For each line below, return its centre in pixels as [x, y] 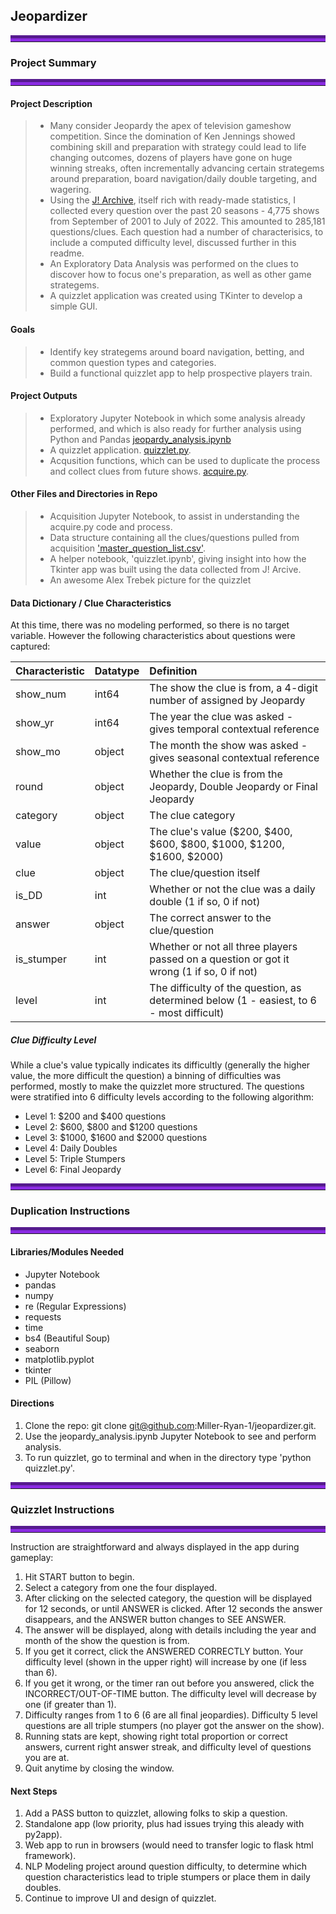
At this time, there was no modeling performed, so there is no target [150, 625]
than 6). [41, 1673]
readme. [67, 253]
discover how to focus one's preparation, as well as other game [180, 275]
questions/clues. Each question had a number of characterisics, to [186, 232]
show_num [41, 694]
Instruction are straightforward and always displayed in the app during [155, 1547]
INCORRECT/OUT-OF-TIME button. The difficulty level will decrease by [170, 1694]
